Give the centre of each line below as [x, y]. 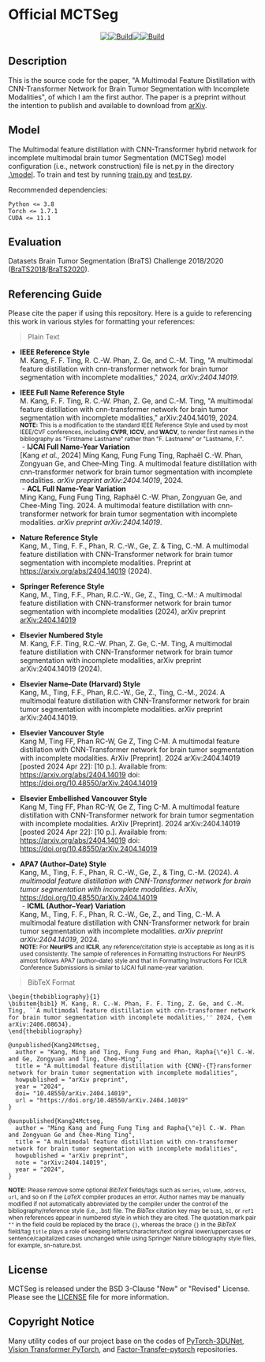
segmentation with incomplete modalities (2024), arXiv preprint [123, 612]
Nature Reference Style [59, 537]
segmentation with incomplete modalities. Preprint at [105, 563]
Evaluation [35, 242]
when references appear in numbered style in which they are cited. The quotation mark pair [132, 1218]
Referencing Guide [55, 294]
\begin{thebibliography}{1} [54, 997]
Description [37, 61]
